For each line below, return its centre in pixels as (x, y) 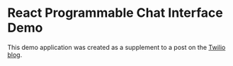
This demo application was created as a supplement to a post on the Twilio (116, 47)
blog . (15, 55)
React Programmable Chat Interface (115, 13)
